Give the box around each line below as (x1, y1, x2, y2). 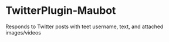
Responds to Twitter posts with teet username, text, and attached (5, 23, 164, 30)
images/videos (5, 29, 42, 36)
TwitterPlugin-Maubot (5, 4, 116, 17)
